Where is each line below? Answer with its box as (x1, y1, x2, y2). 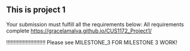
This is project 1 (6, 5, 66, 15)
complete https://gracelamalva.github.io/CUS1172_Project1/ (6, 27, 152, 34)
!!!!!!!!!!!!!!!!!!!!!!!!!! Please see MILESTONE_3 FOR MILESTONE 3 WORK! (6, 38, 177, 46)
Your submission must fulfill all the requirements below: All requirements (6, 20, 184, 28)
